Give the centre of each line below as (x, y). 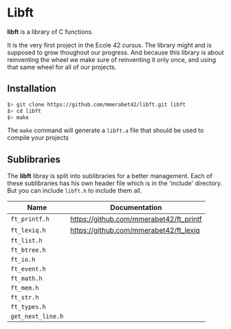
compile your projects (38, 138)
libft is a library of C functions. (51, 32)
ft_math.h (26, 279)
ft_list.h (26, 241)
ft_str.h (25, 298)
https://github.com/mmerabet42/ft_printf (136, 220)
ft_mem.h (25, 288)
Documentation (136, 208)
